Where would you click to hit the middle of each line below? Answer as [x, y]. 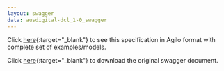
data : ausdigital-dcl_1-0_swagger [57, 20]
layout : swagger [31, 13]
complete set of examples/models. [57, 47]
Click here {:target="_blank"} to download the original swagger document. [113, 60]
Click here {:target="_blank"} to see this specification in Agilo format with [111, 39]
